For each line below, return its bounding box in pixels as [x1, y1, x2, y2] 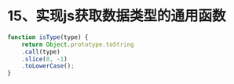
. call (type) [21, 47, 60, 55]
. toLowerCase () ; [21, 62, 75, 70]
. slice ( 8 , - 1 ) [21, 55, 68, 63]
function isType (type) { [7, 33, 89, 41]
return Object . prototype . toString [21, 40, 134, 48]
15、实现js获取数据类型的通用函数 [7, 7, 226, 25]
